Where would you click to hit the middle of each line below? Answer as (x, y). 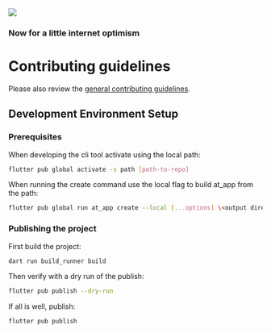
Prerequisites (35, 137)
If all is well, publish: (42, 306)
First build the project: (45, 246)
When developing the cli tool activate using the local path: (104, 154)
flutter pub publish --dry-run (61, 291)
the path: (23, 194)
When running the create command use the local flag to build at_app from (131, 185)
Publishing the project (52, 229)
